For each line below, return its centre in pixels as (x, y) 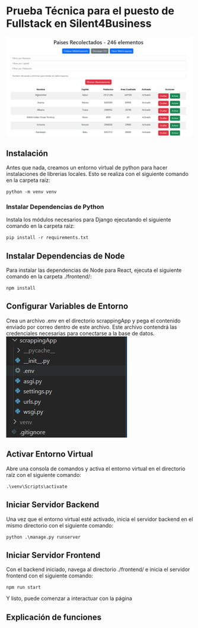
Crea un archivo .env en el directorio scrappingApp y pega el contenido (93, 321)
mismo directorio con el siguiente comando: (60, 525)
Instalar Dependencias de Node (66, 256)
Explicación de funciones (54, 617)
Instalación (27, 153)
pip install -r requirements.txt (47, 238)
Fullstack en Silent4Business (79, 23)
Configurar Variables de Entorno (67, 307)
